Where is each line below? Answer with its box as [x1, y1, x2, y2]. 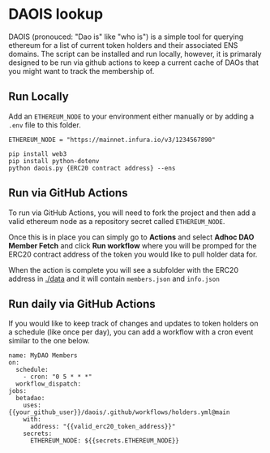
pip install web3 [8, 149, 67, 158]
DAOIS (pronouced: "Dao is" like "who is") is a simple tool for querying [8, 32, 244, 41]
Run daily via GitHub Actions [8, 297, 156, 311]
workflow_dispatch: [15, 380, 82, 388]
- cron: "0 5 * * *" [23, 373, 92, 382]
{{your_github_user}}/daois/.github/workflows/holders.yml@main [8, 408, 230, 416]
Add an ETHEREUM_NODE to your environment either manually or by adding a [8, 111, 255, 121]
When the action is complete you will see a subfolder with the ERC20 [8, 265, 239, 274]
